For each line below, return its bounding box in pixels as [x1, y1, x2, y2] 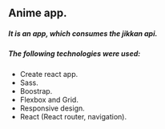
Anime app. [8, 6, 67, 20]
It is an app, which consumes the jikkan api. [8, 28, 158, 38]
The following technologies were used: [8, 49, 141, 58]
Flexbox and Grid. [19, 95, 78, 104]
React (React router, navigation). [19, 111, 127, 121]
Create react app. [19, 69, 78, 79]
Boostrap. [19, 86, 53, 95]
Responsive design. [19, 103, 86, 113]
